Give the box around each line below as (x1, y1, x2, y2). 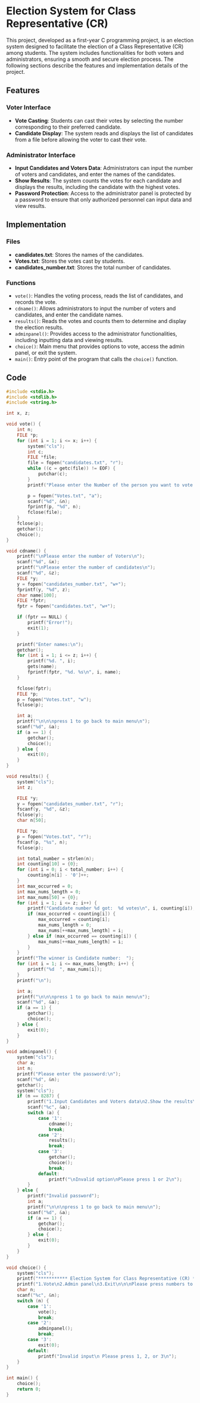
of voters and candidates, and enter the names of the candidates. (14, 170, 176, 178)
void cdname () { (6, 548, 46, 554)
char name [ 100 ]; (17, 592, 58, 598)
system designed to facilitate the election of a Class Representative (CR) (6, 43, 184, 50)
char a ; (17, 1060, 36, 1066)
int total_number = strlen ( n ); (17, 855, 95, 862)
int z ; (17, 784, 33, 790)
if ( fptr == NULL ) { (17, 614, 68, 620)
